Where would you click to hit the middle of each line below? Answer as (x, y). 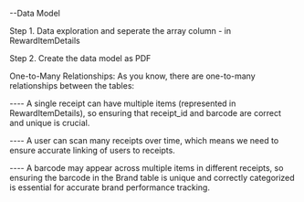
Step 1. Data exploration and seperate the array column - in (120, 31)
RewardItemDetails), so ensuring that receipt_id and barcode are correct (145, 113)
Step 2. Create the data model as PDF (80, 58)
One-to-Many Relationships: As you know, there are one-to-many (132, 76)
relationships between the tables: (72, 85)
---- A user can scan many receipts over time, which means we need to (144, 140)
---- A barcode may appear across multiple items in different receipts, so (147, 168)
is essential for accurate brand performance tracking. (110, 187)
